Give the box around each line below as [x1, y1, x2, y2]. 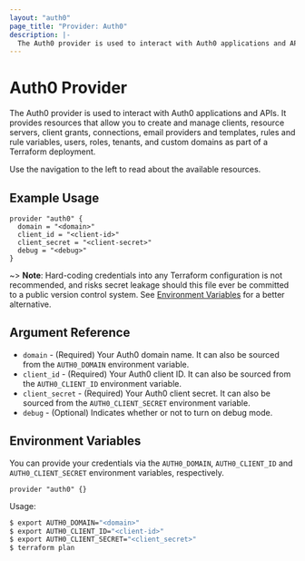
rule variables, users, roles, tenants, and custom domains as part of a [9, 137, 269, 148]
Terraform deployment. [9, 146, 96, 157]
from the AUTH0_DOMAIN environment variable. [22, 359, 190, 369]
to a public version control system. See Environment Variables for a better [9, 290, 285, 300]
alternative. [9, 299, 52, 310]
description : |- [9, 30, 71, 39]
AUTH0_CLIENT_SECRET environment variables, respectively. [9, 467, 224, 477]
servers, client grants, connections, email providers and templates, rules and [9, 127, 296, 138]
